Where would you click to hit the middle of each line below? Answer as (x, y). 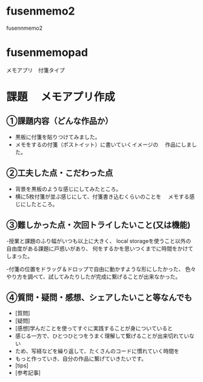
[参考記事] (28, 373)
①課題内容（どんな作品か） (60, 121)
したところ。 (42, 204)
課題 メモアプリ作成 (61, 97)
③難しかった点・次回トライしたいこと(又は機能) (98, 225)
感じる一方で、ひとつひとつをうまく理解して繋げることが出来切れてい (102, 336)
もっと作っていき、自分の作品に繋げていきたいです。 (81, 359)
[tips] (22, 366)
